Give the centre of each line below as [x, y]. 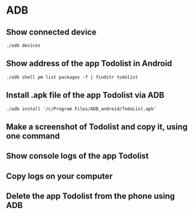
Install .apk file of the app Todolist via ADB [85, 95]
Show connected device [51, 32]
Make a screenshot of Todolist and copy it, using [97, 127]
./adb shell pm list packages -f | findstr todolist [72, 77]
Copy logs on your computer [59, 176]
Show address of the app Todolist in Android [89, 63]
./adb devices [24, 45]
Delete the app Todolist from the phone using [91, 196]
